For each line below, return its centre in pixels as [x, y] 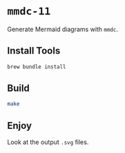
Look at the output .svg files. [48, 142]
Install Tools [34, 51]
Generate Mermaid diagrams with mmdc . [63, 29]
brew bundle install [37, 67]
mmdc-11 [29, 11]
